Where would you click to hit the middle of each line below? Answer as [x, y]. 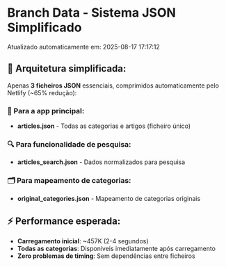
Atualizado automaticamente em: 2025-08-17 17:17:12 [83, 47]
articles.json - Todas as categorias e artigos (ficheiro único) [104, 126]
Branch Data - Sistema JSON [91, 13]
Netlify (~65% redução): [42, 92]
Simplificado [45, 27]
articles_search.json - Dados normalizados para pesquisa [101, 162]
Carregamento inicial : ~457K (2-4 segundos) [83, 241]
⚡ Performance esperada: [64, 221]
